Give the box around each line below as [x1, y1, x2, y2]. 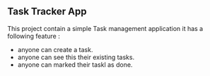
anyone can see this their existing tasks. [17, 53, 135, 61]
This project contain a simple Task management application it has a [7, 24, 204, 32]
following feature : [7, 32, 60, 40]
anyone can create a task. [17, 45, 93, 53]
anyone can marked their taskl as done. [17, 60, 133, 69]
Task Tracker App [7, 6, 87, 18]
